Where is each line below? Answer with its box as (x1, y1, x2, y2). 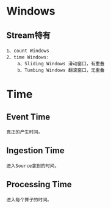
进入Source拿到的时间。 (6, 163, 60, 169)
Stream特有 (6, 30, 51, 40)
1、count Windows (6, 48, 50, 54)
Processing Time (6, 179, 72, 190)
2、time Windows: (6, 54, 50, 60)
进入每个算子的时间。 (6, 196, 52, 203)
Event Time (6, 112, 51, 122)
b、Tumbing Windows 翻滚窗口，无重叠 (17, 67, 105, 73)
